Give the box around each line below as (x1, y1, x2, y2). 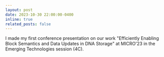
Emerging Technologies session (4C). (5, 46, 84, 52)
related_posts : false (5, 21, 51, 27)
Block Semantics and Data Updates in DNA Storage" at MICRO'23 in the (5, 41, 156, 47)
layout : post (5, 7, 33, 13)
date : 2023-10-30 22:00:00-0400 (5, 12, 74, 17)
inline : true (5, 17, 33, 22)
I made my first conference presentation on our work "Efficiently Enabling (5, 35, 159, 41)
